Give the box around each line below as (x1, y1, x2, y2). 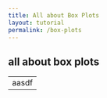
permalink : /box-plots (8, 26, 82, 34)
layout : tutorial (8, 19, 65, 27)
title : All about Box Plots (8, 11, 100, 20)
